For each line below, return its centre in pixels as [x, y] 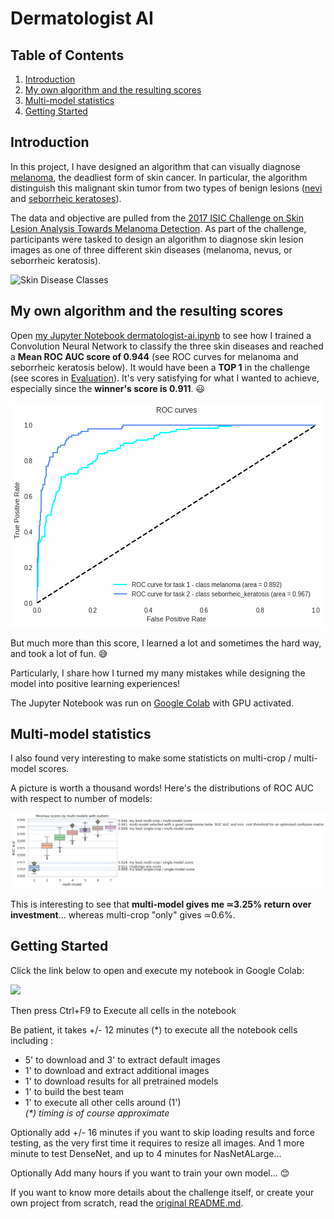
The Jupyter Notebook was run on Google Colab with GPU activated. [152, 703]
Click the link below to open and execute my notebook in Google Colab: [157, 970]
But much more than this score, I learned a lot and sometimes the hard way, [166, 643]
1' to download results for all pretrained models [121, 1081]
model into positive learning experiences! [95, 683]
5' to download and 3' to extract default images [122, 1059]
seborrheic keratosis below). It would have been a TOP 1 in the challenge [160, 367]
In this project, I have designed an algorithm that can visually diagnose [155, 166]
